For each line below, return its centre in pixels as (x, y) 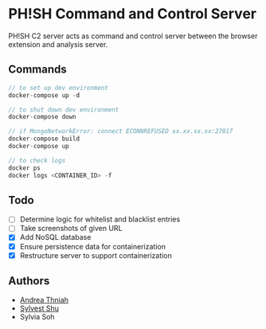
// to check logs (37, 160)
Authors (29, 281)
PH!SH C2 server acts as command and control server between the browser (133, 36)
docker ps (25, 168)
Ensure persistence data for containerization (92, 246)
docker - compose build (44, 139)
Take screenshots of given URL (71, 229)
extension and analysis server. (58, 44)
